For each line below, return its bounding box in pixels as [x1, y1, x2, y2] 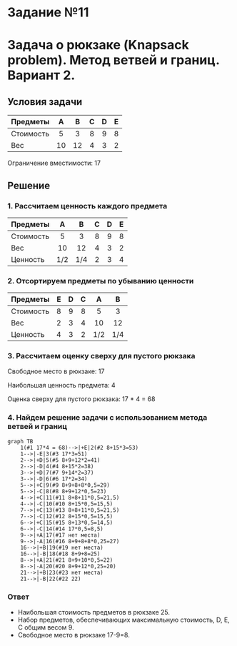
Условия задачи [7, 96, 83, 108]
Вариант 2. [7, 67, 76, 84]
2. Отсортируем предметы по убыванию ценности [7, 276, 194, 286]
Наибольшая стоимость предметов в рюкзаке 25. [17, 608, 170, 617]
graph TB [7, 438, 34, 445]
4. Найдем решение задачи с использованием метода [7, 413, 208, 423]
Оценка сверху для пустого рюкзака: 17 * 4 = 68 [7, 395, 156, 403]
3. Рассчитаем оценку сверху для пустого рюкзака [7, 351, 196, 361]
